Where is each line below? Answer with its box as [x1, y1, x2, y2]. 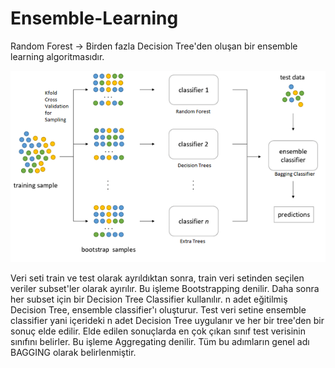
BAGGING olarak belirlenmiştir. [10, 347, 137, 359]
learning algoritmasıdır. [10, 50, 105, 62]
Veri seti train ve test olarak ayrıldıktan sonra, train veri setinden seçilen [10, 272, 305, 284]
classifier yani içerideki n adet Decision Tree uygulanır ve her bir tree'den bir [10, 315, 325, 327]
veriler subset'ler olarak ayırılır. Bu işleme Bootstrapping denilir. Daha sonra [10, 283, 320, 295]
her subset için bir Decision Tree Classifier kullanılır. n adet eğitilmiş [10, 293, 288, 306]
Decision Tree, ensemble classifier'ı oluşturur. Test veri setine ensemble [10, 304, 307, 316]
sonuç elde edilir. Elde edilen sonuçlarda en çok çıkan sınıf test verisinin [10, 325, 306, 337]
